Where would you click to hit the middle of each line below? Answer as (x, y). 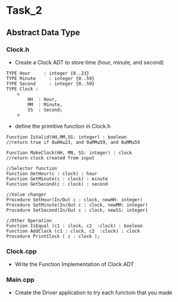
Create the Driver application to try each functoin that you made (93, 292)
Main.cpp (20, 280)
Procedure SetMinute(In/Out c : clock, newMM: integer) (77, 205)
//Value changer (26, 195)
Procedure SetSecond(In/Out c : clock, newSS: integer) (77, 210)
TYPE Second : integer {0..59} (50, 84)
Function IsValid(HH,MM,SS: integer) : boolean (67, 137)
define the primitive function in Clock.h (63, 126)
